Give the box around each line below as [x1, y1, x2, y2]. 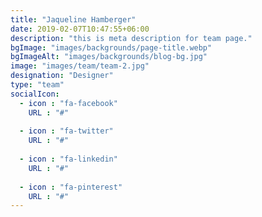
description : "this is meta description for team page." [10, 33, 253, 43]
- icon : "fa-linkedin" [19, 154, 118, 164]
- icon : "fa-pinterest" [19, 182, 123, 192]
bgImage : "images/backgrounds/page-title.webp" [10, 42, 213, 53]
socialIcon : [10, 89, 60, 99]
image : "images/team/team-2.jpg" [10, 61, 150, 71]
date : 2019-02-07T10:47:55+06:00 [10, 24, 150, 34]
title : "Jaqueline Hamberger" [10, 14, 137, 25]
